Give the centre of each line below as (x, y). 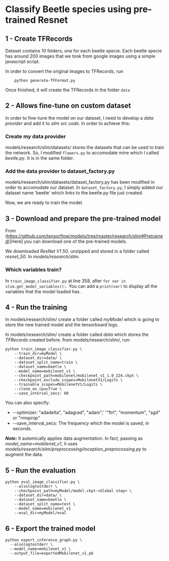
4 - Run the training (36, 307)
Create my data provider (36, 136)
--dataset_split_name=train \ (46, 363)
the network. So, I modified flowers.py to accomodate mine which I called (82, 153)
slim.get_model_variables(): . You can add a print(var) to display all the (81, 286)
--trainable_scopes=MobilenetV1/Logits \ (58, 385)
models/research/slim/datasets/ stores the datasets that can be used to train (85, 147)
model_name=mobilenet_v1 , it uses (41, 444)
